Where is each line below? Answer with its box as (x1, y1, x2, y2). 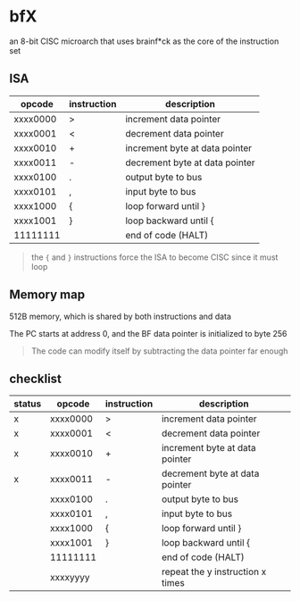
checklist (9, 371, 62, 386)
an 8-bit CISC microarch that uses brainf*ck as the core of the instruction (9, 36, 279, 46)
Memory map (9, 288, 86, 303)
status (13, 397, 42, 410)
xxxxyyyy (49, 572, 90, 584)
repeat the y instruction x (161, 565, 267, 578)
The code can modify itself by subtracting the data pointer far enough (30, 346, 288, 356)
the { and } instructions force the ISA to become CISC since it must (30, 252, 279, 263)
